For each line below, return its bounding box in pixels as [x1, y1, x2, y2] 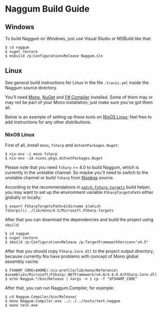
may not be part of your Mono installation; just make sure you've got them [5, 99, 153, 105]
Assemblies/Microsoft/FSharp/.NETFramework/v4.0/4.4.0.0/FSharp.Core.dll [5, 272, 158, 277]
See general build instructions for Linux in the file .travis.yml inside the [5, 79, 149, 86]
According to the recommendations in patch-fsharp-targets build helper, [5, 184, 151, 190]
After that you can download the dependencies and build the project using [5, 217, 154, 223]
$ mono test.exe [5, 303, 38, 308]
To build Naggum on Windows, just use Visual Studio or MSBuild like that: [5, 35, 152, 41]
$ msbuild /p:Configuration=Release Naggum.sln [5, 53, 103, 58]
